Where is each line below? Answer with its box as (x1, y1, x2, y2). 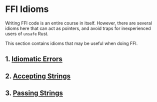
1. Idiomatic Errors (5, 55, 62, 63)
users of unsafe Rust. (5, 30, 49, 36)
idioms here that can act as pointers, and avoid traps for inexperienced (5, 25, 151, 31)
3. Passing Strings (5, 89, 63, 97)
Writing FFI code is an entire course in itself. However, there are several (5, 20, 152, 26)
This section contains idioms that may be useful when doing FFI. (5, 40, 138, 46)
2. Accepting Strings (5, 71, 71, 80)
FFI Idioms (5, 3, 49, 15)
